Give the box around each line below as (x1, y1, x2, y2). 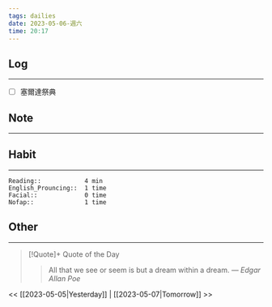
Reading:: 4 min (8, 177, 104, 185)
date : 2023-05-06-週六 (8, 19, 83, 28)
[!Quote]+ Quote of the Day (28, 249, 120, 259)
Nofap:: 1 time (8, 198, 107, 207)
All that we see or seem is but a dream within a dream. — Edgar (48, 265, 261, 275)
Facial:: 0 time (8, 191, 107, 199)
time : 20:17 (8, 27, 49, 35)
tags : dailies (8, 11, 57, 20)
